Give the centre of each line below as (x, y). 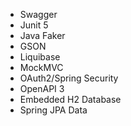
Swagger (38, 14)
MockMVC (41, 67)
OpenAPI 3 (42, 88)
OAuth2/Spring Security (69, 78)
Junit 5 (34, 25)
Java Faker (42, 35)
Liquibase (40, 57)
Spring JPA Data (53, 110)
